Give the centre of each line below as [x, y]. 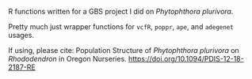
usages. [21, 35]
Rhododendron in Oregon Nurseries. [67, 59]
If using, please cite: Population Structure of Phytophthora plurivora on [124, 50]
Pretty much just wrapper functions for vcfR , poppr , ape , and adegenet [121, 26]
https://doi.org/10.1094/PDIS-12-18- [186, 59]
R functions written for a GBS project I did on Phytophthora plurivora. [121, 11]
